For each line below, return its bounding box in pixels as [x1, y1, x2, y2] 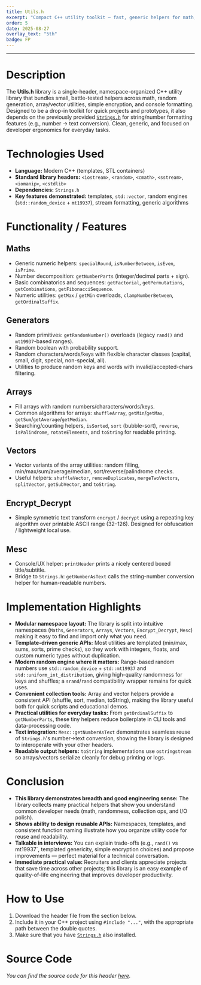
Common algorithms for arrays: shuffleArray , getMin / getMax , [14, 409, 165, 416]
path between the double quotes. [14, 924, 97, 932]
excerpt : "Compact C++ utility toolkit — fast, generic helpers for [6, 14, 181, 20]
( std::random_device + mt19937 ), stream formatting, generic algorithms [14, 199, 189, 206]
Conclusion [6, 775, 65, 789]
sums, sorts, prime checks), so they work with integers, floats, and [14, 645, 179, 653]
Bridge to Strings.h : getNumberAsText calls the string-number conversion [14, 572, 194, 579]
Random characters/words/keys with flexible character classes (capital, [14, 350, 191, 358]
